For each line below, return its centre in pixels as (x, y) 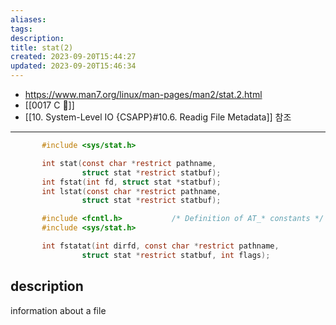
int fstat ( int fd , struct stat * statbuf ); (131, 182)
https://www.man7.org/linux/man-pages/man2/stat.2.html (143, 94)
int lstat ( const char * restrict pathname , (131, 191)
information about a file (58, 310)
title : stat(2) (42, 47)
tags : (21, 29)
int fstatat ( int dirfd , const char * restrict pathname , (160, 246)
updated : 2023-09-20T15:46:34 (73, 66)
